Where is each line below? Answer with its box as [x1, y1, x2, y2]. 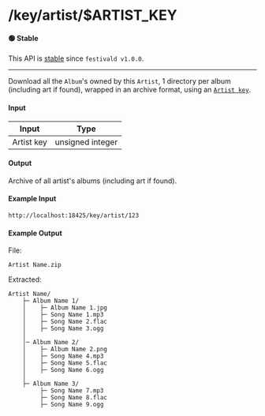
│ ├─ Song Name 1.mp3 [22, 311, 104, 319]
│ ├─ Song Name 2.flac [22, 318, 108, 326]
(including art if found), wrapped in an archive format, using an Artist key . [8, 85, 252, 95]
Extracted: [8, 275, 42, 284]
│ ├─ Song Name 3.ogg [22, 324, 104, 333]
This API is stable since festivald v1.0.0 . [8, 54, 144, 63]
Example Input [8, 194, 57, 204]
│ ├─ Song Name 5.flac [22, 359, 108, 367]
